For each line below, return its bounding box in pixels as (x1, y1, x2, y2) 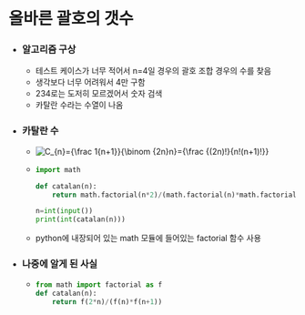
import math (35, 165, 81, 174)
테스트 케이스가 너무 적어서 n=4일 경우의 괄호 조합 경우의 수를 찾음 (35, 66, 272, 76)
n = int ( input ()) (35, 207, 93, 216)
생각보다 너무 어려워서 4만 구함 (35, 76, 146, 87)
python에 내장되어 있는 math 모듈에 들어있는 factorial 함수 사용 (35, 233, 261, 244)
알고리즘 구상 (21, 43, 76, 56)
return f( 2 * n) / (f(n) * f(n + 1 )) (52, 298, 163, 307)
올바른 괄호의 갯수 (8, 8, 134, 29)
